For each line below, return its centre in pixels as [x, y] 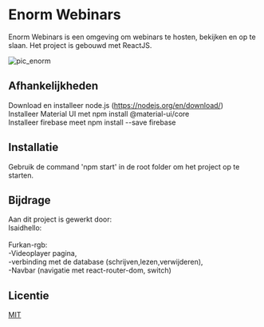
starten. [21, 175]
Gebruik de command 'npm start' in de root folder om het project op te [124, 166]
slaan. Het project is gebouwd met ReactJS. [80, 45]
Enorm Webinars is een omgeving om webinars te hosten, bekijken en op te [132, 37]
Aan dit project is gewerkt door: [60, 219]
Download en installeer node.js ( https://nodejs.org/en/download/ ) [116, 105]
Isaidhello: [25, 228]
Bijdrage [30, 200]
